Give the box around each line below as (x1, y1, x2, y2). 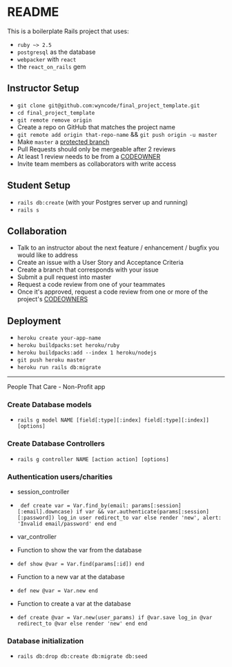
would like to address (17, 251, 78, 259)
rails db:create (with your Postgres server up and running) (17, 198, 188, 206)
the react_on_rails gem (17, 62, 86, 71)
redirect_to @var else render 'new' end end (17, 620, 148, 628)
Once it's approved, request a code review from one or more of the (17, 288, 209, 296)
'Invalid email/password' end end (17, 520, 117, 527)
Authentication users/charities (7, 471, 113, 481)
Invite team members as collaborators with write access (17, 160, 177, 168)
